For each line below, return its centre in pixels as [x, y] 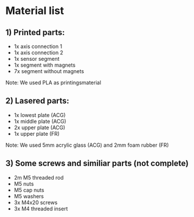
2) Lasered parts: [37, 101]
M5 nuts [24, 184]
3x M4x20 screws [36, 202]
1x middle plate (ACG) [40, 121]
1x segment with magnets [45, 65]
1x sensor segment [37, 59]
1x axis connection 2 [39, 53]
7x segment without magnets [49, 71]
